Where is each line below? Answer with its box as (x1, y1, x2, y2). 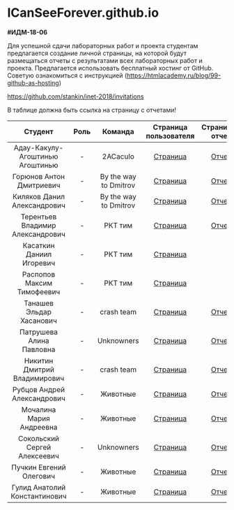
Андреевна (19, 422, 58, 432)
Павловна (22, 344, 56, 354)
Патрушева (19, 327, 58, 337)
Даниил (25, 249, 52, 259)
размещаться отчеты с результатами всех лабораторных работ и (7, 56, 203, 64)
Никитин (24, 356, 54, 365)
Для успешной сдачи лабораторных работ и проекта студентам (7, 41, 198, 50)
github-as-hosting (7, 78, 59, 87)
